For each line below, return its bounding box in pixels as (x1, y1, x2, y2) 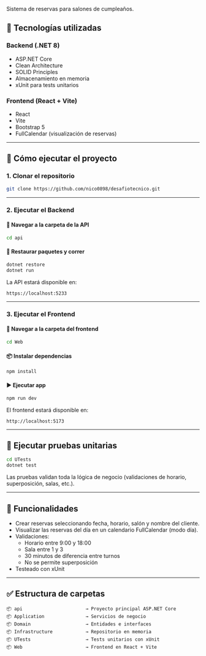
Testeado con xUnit (15, 565, 65, 573)
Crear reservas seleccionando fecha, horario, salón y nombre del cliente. (15, 520, 200, 527)
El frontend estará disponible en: (6, 406, 89, 413)
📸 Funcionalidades (6, 503, 78, 514)
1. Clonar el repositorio (6, 172, 75, 180)
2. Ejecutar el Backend (6, 206, 75, 214)
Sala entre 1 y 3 (24, 546, 63, 553)
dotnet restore (6, 262, 45, 268)
